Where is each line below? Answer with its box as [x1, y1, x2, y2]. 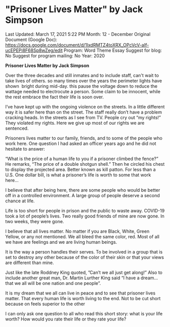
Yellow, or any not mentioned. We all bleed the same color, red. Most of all [5, 233, 159, 239]
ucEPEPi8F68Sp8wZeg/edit [5, 47, 63, 53]
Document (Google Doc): [5, 37, 57, 43]
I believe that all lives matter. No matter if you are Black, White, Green [5, 228, 150, 234]
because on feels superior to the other [5, 301, 86, 307]
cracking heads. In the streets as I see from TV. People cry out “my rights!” [5, 114, 161, 120]
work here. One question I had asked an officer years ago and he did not [5, 140, 156, 147]
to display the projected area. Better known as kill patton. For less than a [5, 166, 156, 172]
